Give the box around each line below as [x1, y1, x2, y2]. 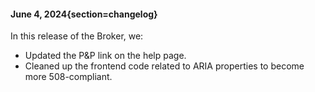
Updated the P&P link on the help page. [24, 50, 187, 62]
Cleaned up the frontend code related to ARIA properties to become [24, 60, 305, 72]
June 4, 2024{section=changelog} [10, 8, 158, 20]
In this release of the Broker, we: [10, 30, 144, 42]
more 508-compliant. [24, 71, 113, 83]
